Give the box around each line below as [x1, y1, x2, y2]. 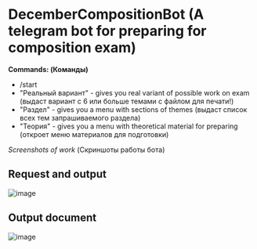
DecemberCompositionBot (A [8, 5, 205, 23]
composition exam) [8, 39, 137, 56]
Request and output [8, 168, 107, 181]
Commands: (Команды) [8, 64, 89, 74]
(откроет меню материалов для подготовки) [19, 129, 169, 139]
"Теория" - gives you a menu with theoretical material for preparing [19, 121, 238, 131]
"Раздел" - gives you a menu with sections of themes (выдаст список [19, 104, 248, 114]
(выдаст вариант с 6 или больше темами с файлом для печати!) [19, 96, 234, 106]
